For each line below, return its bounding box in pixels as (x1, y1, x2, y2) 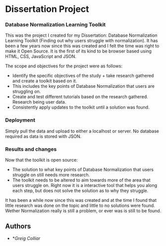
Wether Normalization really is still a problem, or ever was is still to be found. (5, 208, 162, 214)
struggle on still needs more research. (12, 172, 90, 178)
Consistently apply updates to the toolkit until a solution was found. (12, 104, 150, 110)
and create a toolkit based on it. (12, 78, 77, 84)
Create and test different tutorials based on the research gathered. (12, 94, 148, 100)
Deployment (5, 117, 36, 123)
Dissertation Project (5, 3, 89, 15)
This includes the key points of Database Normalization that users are (12, 83, 155, 89)
